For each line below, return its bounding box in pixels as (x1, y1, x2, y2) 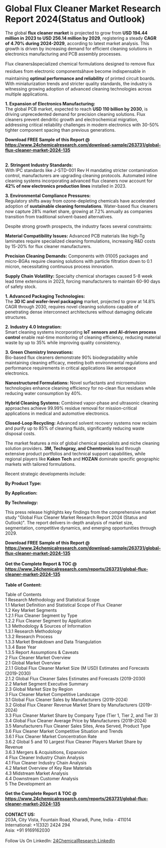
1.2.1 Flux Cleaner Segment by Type (5, 612, 78, 618)
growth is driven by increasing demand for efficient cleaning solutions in (5, 46, 152, 51)
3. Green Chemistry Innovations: (5, 349, 74, 355)
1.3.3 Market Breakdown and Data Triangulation (5, 639, 102, 645)
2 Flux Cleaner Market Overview (5, 654, 71, 660)
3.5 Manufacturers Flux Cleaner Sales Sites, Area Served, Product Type (5, 723, 151, 729)
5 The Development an (5, 781, 52, 787)
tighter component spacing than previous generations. (5, 127, 116, 133)
